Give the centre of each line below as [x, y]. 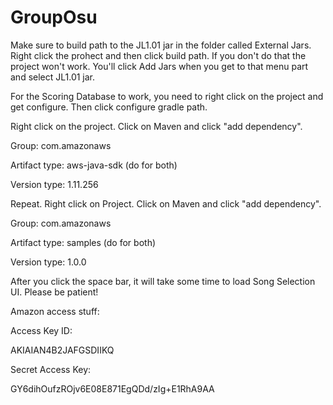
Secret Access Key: [51, 369]
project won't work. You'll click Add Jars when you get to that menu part [159, 66]
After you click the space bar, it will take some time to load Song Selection [163, 281]
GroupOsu [54, 17]
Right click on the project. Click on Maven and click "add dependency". [156, 126]
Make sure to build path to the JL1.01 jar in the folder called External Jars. [161, 45]
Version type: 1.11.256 [54, 184]
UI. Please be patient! [54, 292]
